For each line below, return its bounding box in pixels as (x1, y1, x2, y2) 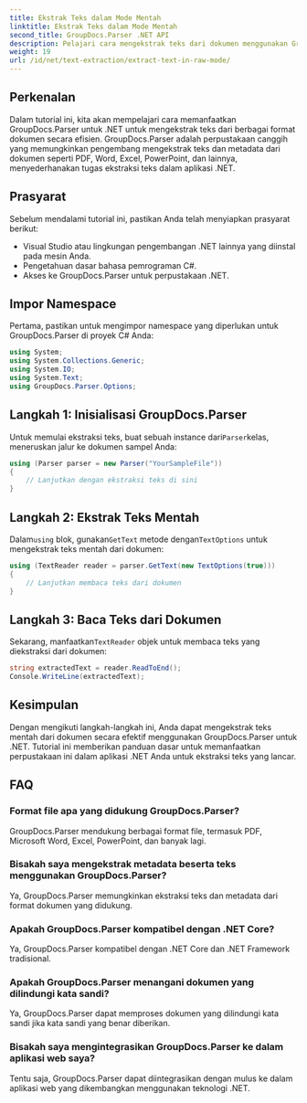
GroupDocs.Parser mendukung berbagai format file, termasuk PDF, (9, 825, 263, 836)
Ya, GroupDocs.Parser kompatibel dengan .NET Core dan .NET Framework (9, 943, 291, 955)
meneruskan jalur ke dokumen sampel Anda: (9, 440, 177, 452)
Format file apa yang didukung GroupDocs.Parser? (9, 805, 240, 818)
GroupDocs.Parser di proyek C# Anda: (9, 330, 153, 341)
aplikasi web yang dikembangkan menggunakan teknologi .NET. (9, 1082, 251, 1093)
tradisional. (9, 953, 52, 964)
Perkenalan (9, 90, 76, 105)
